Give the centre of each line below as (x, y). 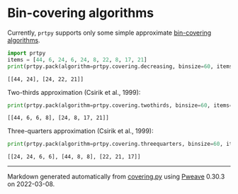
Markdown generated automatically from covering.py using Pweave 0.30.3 (116, 177)
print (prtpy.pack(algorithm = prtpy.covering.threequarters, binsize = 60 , (115, 144)
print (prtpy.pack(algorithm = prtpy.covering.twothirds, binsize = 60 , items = (120, 105)
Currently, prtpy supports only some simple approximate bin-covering (109, 33)
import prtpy (27, 53)
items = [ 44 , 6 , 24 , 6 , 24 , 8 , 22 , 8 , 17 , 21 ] (77, 59)
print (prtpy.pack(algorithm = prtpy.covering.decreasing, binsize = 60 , (110, 66)
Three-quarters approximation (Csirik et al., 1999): (80, 131)
